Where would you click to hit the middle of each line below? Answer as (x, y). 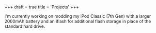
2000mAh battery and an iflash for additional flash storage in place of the (78, 21)
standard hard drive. (25, 26)
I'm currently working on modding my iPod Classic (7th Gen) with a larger (78, 16)
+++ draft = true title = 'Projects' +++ (42, 7)
